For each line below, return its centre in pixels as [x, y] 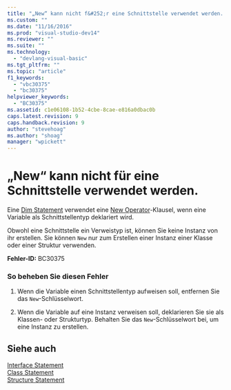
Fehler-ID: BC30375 [36, 259]
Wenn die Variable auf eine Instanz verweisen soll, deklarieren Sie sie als [120, 312]
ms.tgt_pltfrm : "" [33, 65]
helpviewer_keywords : [38, 97]
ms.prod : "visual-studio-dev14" [53, 33]
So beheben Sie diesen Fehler [58, 276]
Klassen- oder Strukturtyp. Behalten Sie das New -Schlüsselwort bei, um [118, 320]
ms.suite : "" [26, 46]
